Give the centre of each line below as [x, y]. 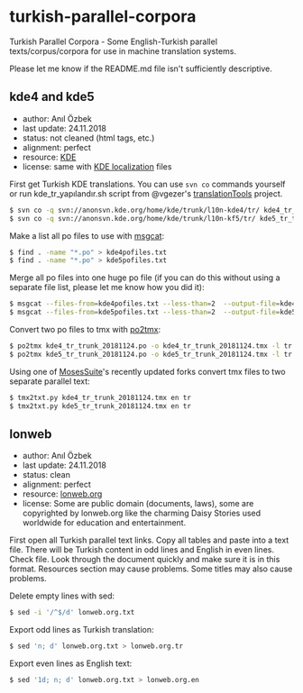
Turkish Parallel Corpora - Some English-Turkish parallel [114, 41]
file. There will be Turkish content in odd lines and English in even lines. [142, 550]
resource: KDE [49, 157]
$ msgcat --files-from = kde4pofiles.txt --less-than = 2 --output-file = [145, 304]
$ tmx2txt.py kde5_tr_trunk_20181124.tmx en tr [101, 406]
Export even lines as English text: [71, 663]
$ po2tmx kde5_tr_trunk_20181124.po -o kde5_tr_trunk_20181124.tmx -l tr [151, 354]
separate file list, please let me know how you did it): [107, 287]
